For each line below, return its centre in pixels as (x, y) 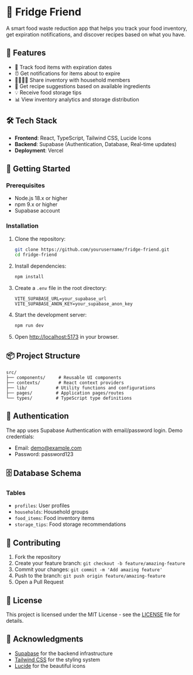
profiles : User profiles (42, 506)
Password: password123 (44, 454)
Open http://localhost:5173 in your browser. (66, 337)
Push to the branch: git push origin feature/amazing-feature (90, 576)
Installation (23, 226)
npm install (29, 277)
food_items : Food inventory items (54, 518)
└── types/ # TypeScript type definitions (69, 398)
